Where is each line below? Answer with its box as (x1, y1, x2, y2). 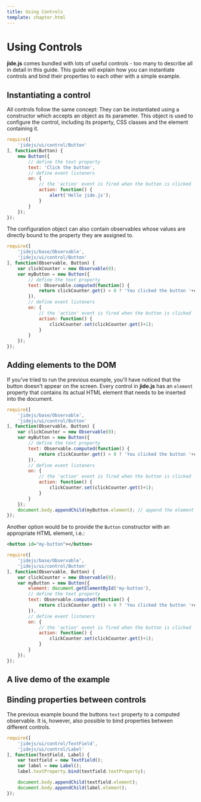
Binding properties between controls (7, 695, 147, 705)
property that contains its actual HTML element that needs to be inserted (7, 389, 186, 396)
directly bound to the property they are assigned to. (7, 232, 134, 239)
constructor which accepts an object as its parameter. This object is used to (7, 112, 193, 120)
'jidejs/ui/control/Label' (17, 746, 85, 752)
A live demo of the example (7, 674, 110, 685)
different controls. (7, 723, 51, 731)
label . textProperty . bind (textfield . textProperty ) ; (17, 768, 146, 774)
